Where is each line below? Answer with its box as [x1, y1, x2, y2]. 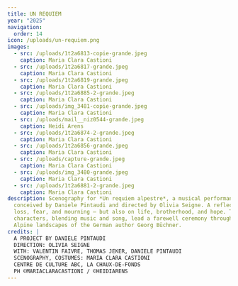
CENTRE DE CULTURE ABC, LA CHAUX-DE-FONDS [13, 261, 141, 268]
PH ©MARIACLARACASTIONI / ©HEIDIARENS [13, 268, 129, 275]
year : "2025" [7, 17, 46, 24]
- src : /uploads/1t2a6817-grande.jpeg [13, 63, 129, 70]
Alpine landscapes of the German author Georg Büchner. [13, 221, 182, 229]
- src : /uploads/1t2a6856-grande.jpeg [13, 143, 129, 150]
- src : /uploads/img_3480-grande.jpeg [13, 168, 129, 176]
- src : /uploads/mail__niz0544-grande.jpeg [13, 116, 144, 123]
